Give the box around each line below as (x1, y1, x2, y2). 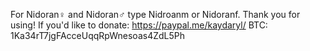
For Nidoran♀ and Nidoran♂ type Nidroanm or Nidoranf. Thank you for (10, 9, 301, 20)
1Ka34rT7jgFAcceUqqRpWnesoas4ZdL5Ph (10, 30, 185, 41)
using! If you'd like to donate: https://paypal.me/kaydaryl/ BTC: (10, 19, 268, 31)
